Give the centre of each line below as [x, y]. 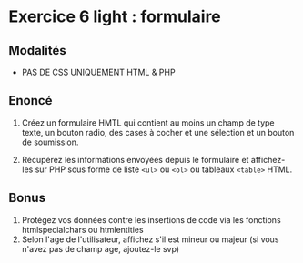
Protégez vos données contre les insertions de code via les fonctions [151, 219]
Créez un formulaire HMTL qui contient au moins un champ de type [148, 122]
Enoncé [30, 101]
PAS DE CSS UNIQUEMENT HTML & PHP [98, 72]
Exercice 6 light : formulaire [115, 17]
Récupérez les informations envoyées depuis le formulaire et [135, 159]
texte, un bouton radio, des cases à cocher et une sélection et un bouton [158, 132]
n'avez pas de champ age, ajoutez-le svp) [100, 248]
